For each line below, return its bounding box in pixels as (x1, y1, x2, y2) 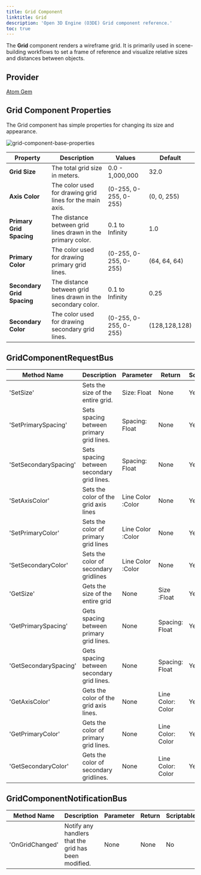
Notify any (64, 822, 94, 830)
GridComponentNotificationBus (6, 793, 127, 804)
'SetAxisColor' (9, 496, 50, 505)
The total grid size (51, 163, 103, 172)
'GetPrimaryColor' (9, 730, 60, 738)
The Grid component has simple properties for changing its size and (6, 121, 175, 128)
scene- (175, 42, 193, 49)
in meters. (51, 171, 80, 179)
